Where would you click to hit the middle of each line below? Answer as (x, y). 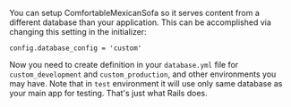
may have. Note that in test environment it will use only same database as (146, 83)
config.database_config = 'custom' (76, 48)
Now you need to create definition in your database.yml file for (124, 65)
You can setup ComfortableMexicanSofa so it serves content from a (134, 13)
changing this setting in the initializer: (78, 32)
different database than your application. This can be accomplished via (140, 22)
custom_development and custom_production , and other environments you (143, 74)
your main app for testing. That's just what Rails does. (108, 93)
